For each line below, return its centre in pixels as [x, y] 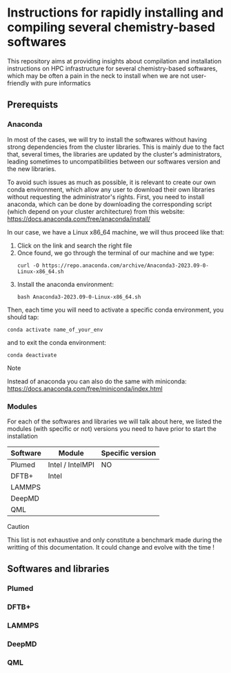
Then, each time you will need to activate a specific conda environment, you [115, 310]
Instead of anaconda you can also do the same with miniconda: [97, 381]
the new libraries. [32, 169]
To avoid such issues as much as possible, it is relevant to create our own [111, 182]
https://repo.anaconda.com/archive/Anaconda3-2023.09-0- [125, 265]
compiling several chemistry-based [111, 27]
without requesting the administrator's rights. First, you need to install [106, 197]
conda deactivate [32, 355]
